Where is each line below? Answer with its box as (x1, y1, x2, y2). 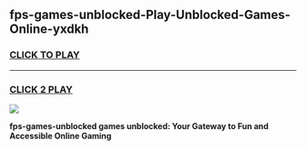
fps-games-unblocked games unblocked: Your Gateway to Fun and (9, 120, 269, 131)
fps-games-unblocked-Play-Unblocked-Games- (9, 7, 291, 23)
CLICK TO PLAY (9, 49, 80, 62)
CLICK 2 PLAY (9, 83, 73, 95)
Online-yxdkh (9, 22, 89, 37)
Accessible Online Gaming (9, 130, 112, 141)
